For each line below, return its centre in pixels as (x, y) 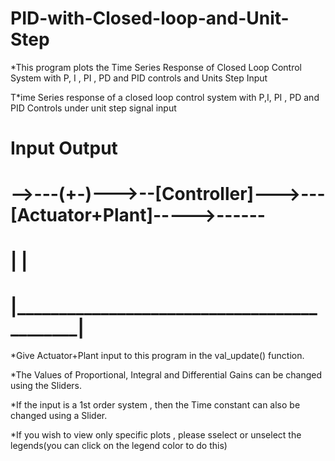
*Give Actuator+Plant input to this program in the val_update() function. (157, 356)
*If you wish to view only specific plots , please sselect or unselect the (156, 435)
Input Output (64, 148)
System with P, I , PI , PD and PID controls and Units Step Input (139, 78)
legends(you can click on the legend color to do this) (119, 446)
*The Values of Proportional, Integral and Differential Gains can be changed (166, 375)
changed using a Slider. (59, 416)
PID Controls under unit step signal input (93, 108)
